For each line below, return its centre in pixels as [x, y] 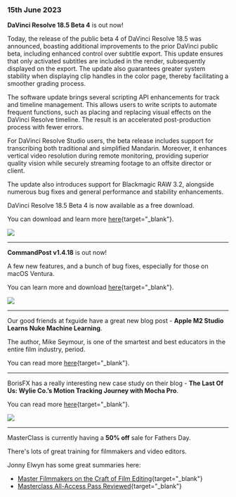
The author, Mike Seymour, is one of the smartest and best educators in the [117, 342]
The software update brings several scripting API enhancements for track [113, 97]
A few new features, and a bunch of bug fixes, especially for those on [108, 266]
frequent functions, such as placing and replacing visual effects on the [110, 112]
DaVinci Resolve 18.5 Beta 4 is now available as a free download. [101, 206]
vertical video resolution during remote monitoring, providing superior [108, 156]
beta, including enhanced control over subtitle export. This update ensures [115, 54]
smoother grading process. [47, 84]
